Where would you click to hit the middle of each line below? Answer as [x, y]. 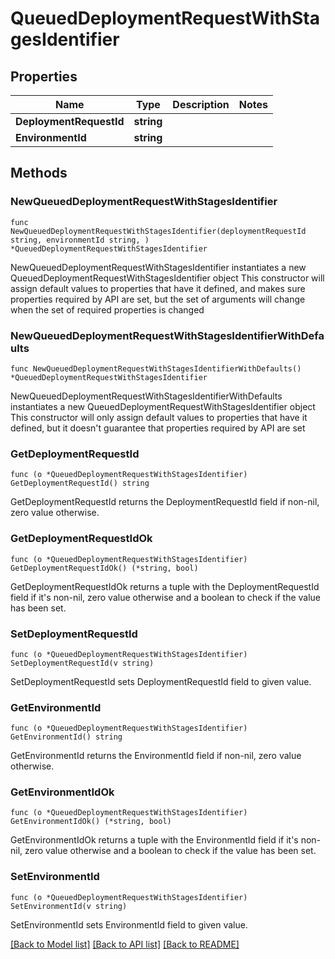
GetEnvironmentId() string [66, 737]
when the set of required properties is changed [107, 309]
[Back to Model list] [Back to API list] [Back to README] [125, 944]
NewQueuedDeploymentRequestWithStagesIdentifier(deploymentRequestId [158, 231]
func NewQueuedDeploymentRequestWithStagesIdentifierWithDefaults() [156, 368]
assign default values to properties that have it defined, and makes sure [158, 288]
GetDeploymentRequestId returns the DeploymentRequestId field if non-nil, [165, 502]
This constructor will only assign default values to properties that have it [159, 417]
